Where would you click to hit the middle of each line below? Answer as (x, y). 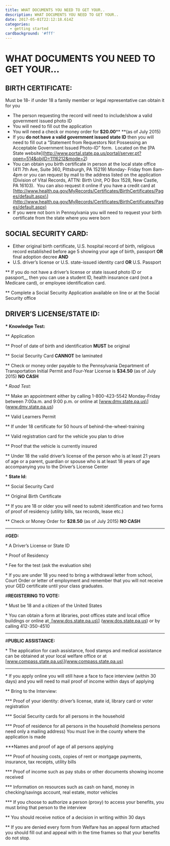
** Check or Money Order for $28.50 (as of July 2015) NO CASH (73, 521)
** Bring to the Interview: (31, 691)
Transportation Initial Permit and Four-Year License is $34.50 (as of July (80, 371)
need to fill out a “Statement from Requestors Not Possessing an (80, 142)
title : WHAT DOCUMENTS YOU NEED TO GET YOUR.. (55, 10)
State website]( (28, 153)
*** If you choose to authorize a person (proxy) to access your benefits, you (85, 802)
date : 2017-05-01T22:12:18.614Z (39, 19)
